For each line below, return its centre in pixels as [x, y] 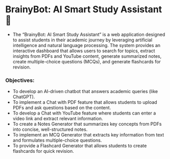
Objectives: [20, 80]
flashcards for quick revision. [43, 151]
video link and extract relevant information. [58, 119]
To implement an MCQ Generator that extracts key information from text [88, 135]
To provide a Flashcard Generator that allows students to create [80, 146]
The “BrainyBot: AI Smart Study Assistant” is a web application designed [89, 34]
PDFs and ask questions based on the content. [62, 108]
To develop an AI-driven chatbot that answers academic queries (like [85, 92]
